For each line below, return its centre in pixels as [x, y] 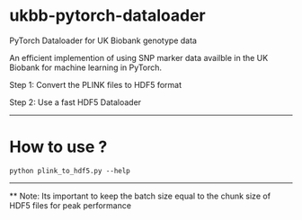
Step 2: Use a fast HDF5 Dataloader [75, 102]
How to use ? [58, 147]
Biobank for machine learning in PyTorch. [86, 67]
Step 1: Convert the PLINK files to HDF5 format [96, 84]
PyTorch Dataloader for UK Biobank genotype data [103, 40]
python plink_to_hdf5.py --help [70, 171]
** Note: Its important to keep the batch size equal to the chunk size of [140, 196]
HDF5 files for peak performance [71, 205]
